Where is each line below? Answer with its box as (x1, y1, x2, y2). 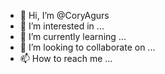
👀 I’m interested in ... (19, 20, 105, 32)
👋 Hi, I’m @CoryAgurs (19, 10, 110, 21)
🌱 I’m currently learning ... (19, 31, 127, 42)
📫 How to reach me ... (19, 53, 113, 64)
